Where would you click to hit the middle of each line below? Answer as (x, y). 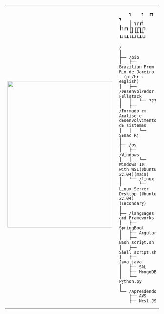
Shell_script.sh (138, 252)
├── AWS (138, 296)
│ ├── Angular (138, 233)
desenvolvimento (138, 121)
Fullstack (130, 96)
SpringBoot (132, 228)
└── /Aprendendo (138, 291)
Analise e (130, 116)
